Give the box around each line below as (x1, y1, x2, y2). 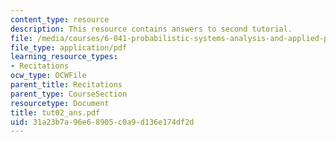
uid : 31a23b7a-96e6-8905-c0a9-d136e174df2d (10, 117, 195, 127)
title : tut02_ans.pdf (10, 107, 101, 118)
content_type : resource (10, 14, 110, 25)
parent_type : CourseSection (10, 89, 128, 99)
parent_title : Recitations (10, 80, 123, 90)
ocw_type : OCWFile (10, 71, 87, 81)
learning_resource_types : (10, 52, 118, 62)
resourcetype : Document (10, 98, 110, 108)
